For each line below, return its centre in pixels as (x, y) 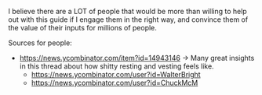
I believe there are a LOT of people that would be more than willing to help (127, 11)
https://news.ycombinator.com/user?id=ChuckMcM (115, 83)
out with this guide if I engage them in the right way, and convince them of (128, 19)
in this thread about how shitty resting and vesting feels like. (116, 66)
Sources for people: (40, 43)
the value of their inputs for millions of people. (82, 28)
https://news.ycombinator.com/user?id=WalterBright (116, 74)
